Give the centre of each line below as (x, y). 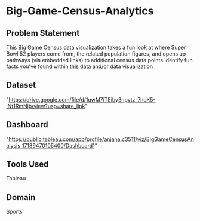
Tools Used (27, 165)
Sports (14, 212)
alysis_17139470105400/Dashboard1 (50, 145)
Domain (21, 197)
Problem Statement (43, 33)
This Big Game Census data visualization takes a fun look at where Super (96, 47)
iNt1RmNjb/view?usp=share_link (46, 106)
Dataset (21, 85)
